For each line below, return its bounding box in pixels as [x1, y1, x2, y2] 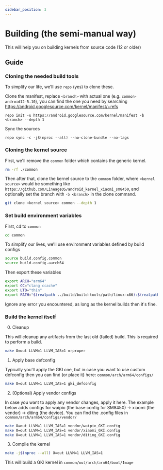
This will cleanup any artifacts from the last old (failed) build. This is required [5, 334, 158, 340]
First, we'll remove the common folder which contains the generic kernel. [5, 158, 147, 163]
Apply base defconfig [12, 357, 56, 363]
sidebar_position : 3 [5, 7, 47, 12]
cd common [5, 233, 25, 237]
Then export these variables [5, 270, 62, 275]
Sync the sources [5, 126, 40, 132]
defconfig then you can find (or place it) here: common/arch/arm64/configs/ [5, 372, 154, 378]
